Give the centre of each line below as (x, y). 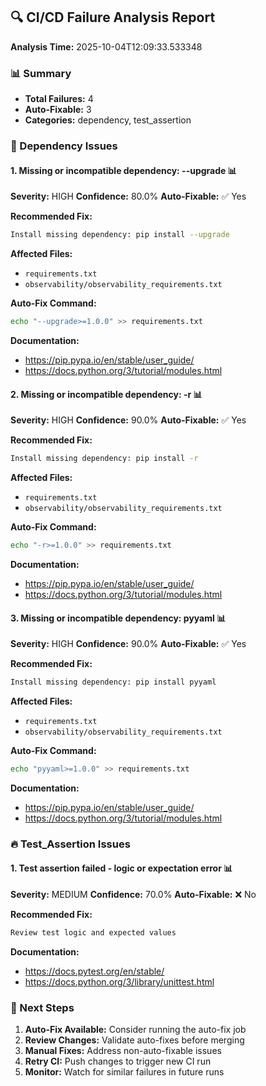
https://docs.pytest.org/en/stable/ (94, 971)
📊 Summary (41, 73)
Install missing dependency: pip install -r (104, 459)
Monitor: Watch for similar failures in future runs (124, 1072)
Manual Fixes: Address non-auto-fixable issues (123, 1051)
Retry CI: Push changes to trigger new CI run (118, 1061)
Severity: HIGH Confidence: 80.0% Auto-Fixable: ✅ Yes (128, 196)
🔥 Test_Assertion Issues (70, 844)
